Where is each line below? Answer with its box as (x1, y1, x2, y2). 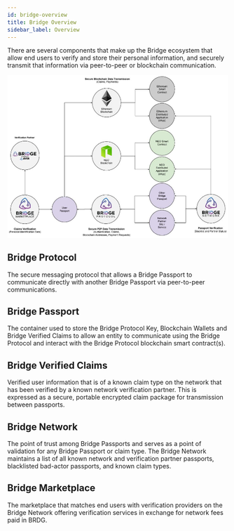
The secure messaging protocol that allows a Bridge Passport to (7, 270, 193, 279)
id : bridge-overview (7, 11, 68, 18)
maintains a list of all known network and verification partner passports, (7, 454, 214, 463)
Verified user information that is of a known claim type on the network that (7, 378, 222, 386)
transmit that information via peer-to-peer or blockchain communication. (7, 61, 216, 70)
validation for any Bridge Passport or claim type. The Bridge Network (7, 447, 207, 456)
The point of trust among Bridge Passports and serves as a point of (7, 440, 202, 448)
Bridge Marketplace (7, 482, 96, 494)
